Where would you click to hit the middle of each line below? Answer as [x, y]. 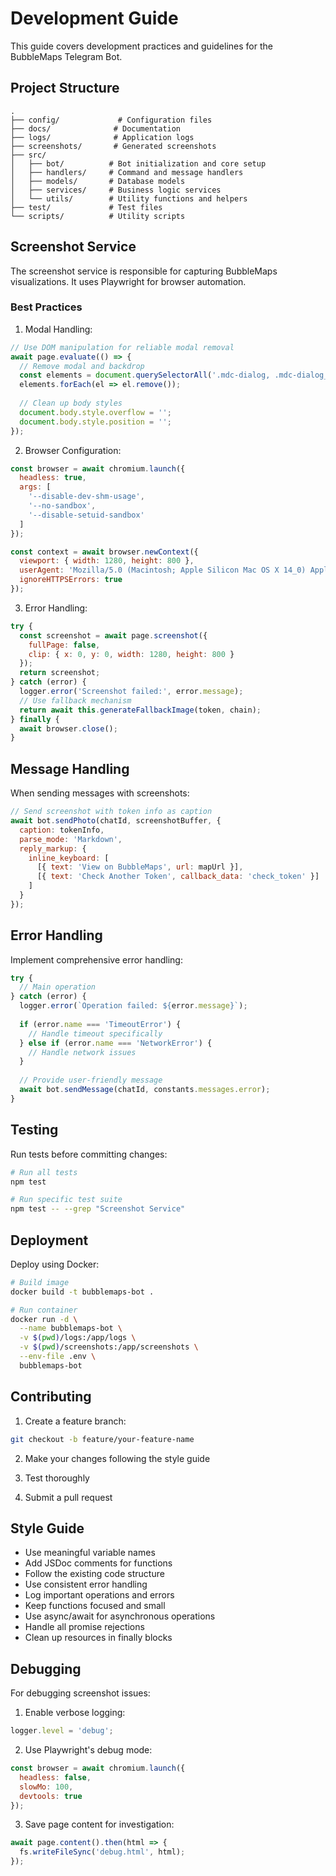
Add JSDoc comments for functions [98, 1563]
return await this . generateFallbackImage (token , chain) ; [140, 710]
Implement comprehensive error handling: [96, 959]
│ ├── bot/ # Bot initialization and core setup [138, 163]
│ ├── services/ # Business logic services [116, 190]
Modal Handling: [58, 329]
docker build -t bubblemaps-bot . [82, 1292]
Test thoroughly [57, 1478]
